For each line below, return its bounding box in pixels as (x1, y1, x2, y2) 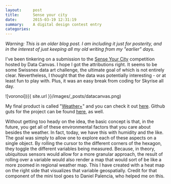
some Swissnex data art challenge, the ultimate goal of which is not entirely (5, 67, 165, 73)
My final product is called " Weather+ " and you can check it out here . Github (5, 103, 165, 109)
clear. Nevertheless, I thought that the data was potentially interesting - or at (5, 72, 166, 78)
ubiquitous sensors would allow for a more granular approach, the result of (5, 151, 163, 157)
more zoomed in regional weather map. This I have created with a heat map (5, 162, 165, 168)
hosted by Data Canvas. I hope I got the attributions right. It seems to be (5, 62, 158, 68)
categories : (5, 27, 31, 32)
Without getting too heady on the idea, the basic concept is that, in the (5, 118, 154, 125)
